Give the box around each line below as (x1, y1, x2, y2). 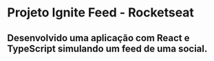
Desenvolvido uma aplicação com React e (7, 32, 190, 44)
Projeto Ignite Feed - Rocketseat (7, 5, 195, 21)
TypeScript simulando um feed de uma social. (7, 42, 208, 54)
